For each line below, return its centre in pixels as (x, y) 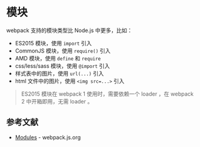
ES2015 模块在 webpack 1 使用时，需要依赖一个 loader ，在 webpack (107, 94)
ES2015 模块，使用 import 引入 (53, 43)
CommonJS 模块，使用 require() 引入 (63, 51)
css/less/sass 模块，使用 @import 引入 (62, 66)
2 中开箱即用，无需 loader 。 (57, 101)
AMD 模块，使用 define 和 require (58, 58)
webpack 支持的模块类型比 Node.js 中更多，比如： (69, 30)
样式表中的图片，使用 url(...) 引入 (59, 73)
